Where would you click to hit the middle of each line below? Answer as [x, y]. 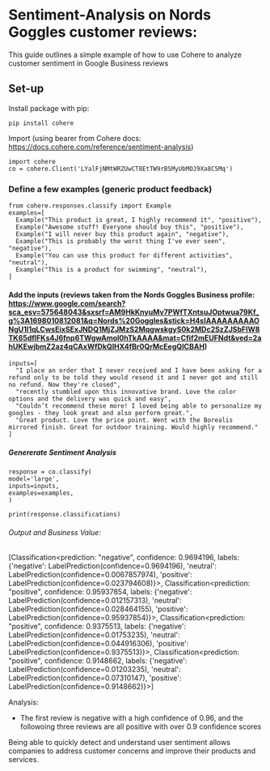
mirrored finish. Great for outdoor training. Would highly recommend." [133, 427]
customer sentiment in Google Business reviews [89, 63]
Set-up [26, 89]
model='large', [34, 479]
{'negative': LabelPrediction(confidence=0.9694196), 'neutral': [112, 566]
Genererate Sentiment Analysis [63, 452]
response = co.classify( [50, 472]
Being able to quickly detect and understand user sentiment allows [119, 743]
